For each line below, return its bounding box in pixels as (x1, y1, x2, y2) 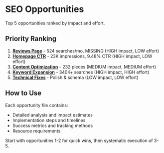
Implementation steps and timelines (12, 117, 86, 123)
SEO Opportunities (5, 3, 84, 15)
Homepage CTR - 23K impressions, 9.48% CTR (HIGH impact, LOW (12, 53, 153, 59)
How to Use (5, 89, 42, 97)
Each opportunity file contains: (5, 102, 68, 108)
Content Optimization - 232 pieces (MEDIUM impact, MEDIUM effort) (12, 63, 156, 69)
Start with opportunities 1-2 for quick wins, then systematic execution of (5, 137, 153, 143)
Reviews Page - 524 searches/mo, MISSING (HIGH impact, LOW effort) (12, 47, 160, 53)
